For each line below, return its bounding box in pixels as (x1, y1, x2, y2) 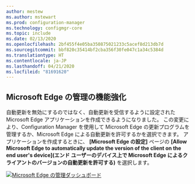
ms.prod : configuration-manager (6, 19, 85, 25)
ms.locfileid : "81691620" (6, 69, 69, 75)
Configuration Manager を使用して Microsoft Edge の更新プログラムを (21, 123, 190, 131)
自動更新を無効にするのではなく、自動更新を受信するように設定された (6, 109, 176, 116)
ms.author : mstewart (6, 14, 57, 20)
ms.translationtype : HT (6, 52, 64, 58)
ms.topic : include (6, 31, 51, 36)
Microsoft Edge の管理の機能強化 (6, 92, 127, 102)
